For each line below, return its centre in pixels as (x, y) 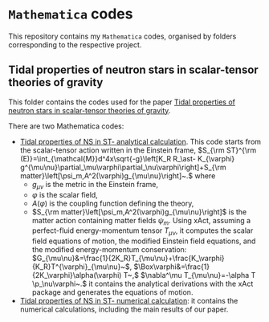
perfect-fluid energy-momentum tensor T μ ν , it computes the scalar (143, 232)
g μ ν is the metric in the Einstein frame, (95, 185)
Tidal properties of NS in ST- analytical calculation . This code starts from (141, 141)
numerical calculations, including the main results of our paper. (124, 309)
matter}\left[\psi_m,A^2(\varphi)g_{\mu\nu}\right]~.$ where (118, 175)
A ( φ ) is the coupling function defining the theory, (113, 203)
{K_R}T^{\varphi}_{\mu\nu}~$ (81, 267)
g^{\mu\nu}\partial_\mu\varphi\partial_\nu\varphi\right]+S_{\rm (123, 167)
